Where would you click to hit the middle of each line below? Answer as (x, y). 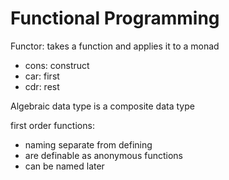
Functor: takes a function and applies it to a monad (115, 46)
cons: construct (57, 65)
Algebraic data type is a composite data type (102, 106)
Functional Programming (115, 18)
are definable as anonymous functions (103, 155)
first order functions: (52, 125)
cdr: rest (42, 86)
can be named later (64, 166)
